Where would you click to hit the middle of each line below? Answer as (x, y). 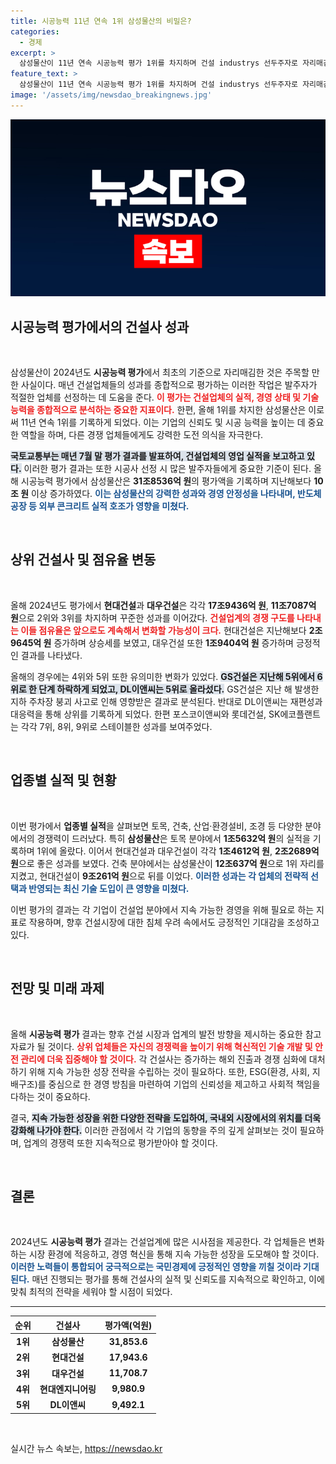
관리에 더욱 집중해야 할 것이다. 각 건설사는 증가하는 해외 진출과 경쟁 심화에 (163, 1059)
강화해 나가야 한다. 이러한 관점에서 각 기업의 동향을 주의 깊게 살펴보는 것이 (154, 1130)
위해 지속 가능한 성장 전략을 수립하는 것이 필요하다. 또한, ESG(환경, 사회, (169, 1071)
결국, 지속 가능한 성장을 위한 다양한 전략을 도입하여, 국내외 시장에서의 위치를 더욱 (166, 1117)
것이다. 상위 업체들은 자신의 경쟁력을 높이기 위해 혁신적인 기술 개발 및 (180, 1046)
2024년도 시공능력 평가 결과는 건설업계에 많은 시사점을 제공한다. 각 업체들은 (158, 1242)
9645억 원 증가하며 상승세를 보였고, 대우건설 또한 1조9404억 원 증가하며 (152, 642)
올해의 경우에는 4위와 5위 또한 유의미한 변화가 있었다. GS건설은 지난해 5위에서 (163, 676)
